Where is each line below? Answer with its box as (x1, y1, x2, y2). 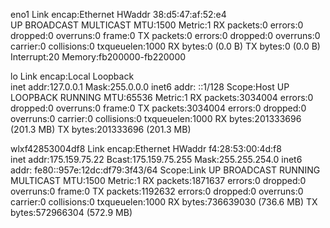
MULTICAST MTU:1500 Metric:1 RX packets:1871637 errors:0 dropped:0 (10, 175, 307, 186)
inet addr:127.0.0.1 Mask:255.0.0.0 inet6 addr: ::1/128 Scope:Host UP (10, 81, 290, 93)
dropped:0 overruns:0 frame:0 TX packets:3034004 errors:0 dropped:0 (10, 102, 307, 114)
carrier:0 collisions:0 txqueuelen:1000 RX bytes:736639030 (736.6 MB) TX (10, 196, 318, 208)
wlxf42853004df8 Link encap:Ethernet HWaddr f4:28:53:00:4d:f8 (10, 143, 282, 154)
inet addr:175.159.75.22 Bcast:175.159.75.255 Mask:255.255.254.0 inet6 (10, 154, 303, 165)
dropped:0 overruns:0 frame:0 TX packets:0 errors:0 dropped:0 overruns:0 (10, 30, 321, 41)
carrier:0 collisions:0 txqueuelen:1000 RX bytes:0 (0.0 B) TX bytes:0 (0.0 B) (10, 40, 321, 52)
